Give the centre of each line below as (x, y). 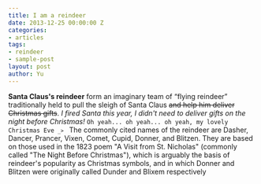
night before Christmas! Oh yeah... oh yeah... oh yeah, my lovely (118, 121)
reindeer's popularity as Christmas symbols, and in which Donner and (121, 163)
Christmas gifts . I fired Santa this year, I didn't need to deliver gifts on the (127, 113)
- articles (26, 37)
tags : (17, 45)
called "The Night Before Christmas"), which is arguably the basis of (119, 155)
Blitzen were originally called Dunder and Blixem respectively (107, 171)
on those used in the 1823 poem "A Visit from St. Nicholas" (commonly (123, 146)
